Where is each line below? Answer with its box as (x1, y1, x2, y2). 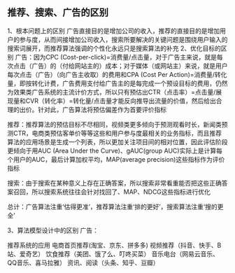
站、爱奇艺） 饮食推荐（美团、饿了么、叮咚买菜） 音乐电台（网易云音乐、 (7, 249, 219, 258)
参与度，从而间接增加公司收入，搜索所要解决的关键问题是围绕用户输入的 (19, 35, 228, 43)
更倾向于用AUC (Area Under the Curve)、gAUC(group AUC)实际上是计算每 (7, 146, 222, 155)
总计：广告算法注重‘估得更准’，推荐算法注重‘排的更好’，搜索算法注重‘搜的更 (7, 202, 224, 211)
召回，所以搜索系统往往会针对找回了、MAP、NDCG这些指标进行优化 (13, 188, 211, 196)
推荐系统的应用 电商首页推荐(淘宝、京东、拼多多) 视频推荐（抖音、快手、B (7, 241, 222, 249)
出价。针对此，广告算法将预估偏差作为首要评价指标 (19, 105, 166, 113)
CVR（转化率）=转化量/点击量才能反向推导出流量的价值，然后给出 (25, 97, 217, 105)
